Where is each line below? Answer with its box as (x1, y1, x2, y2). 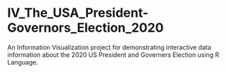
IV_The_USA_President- (7, 5, 149, 21)
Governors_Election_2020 (7, 20, 164, 36)
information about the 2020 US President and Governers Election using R (7, 51, 220, 59)
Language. (7, 58, 39, 66)
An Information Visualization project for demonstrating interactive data (7, 43, 211, 51)
